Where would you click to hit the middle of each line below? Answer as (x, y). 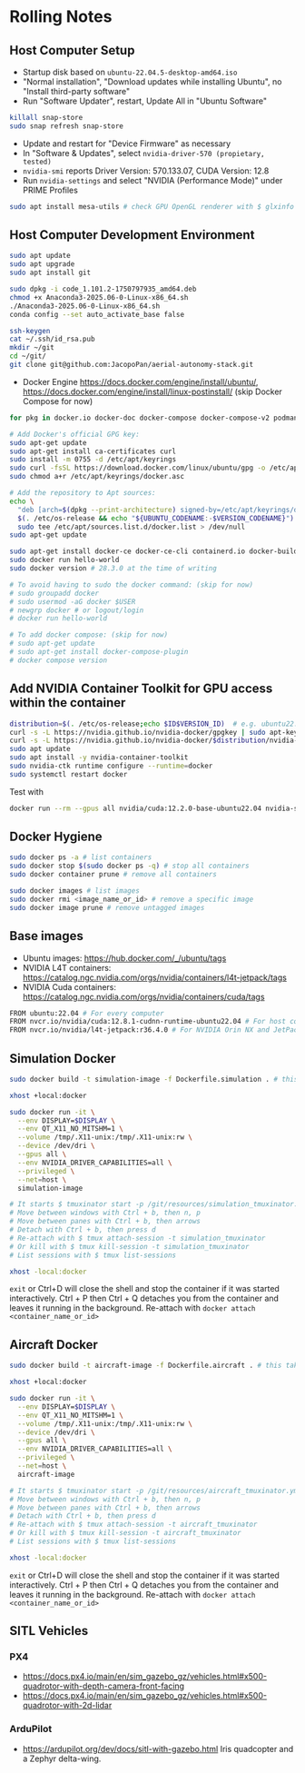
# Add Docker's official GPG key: (75, 434)
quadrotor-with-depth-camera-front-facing (103, 1686)
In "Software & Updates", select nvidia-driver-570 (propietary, (143, 153)
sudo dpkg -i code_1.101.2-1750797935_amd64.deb (103, 289)
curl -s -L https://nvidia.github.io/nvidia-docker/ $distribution (138, 741)
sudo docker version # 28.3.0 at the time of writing (113, 569)
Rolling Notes (61, 17)
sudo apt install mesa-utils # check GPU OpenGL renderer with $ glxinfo (152, 206)
